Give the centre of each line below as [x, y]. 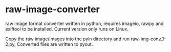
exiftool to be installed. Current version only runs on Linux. [67, 29]
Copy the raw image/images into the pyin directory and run [68, 39]
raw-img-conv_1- [148, 39]
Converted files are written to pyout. [55, 44]
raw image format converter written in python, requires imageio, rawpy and [84, 23]
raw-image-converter [52, 9]
